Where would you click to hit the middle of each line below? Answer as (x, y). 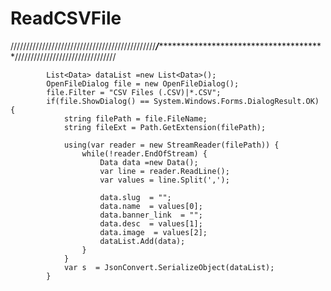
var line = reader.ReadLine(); (164, 171)
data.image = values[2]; (153, 232)
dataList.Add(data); (142, 241)
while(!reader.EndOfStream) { (144, 153)
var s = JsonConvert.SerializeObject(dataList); (169, 267)
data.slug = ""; (135, 197)
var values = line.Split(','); (164, 180)
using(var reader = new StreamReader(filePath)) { (171, 145)
